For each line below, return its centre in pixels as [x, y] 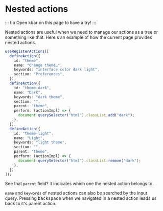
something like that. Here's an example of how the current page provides [79, 37]
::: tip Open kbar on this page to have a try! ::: [51, 23]
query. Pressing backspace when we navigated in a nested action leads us [81, 198]
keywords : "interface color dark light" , [57, 70]
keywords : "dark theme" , [39, 97]
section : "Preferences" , [39, 74]
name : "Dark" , [28, 92]
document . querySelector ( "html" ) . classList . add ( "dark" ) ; [76, 115]
